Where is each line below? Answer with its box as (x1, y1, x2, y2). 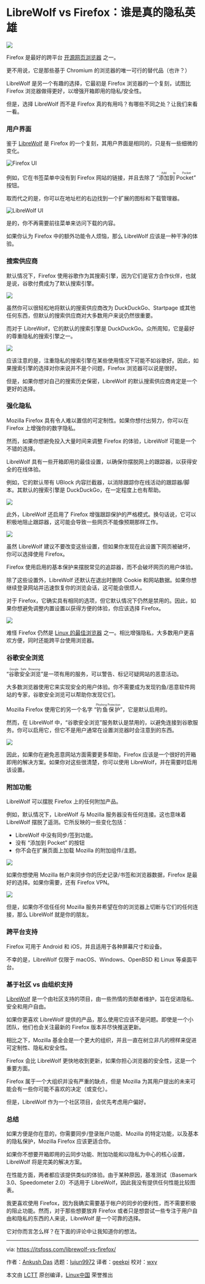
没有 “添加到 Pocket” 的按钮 (15, 839, 85, 847)
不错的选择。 (6, 445, 38, 452)
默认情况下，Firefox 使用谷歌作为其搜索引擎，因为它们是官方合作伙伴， (6, 272, 186, 279)
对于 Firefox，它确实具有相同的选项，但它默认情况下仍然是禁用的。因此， (6, 597, 191, 604)
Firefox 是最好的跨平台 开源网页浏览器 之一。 (6, 53, 120, 61)
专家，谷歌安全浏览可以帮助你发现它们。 (16, 691, 119, 698)
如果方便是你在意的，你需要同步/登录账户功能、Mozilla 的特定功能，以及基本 (6, 1130, 199, 1137)
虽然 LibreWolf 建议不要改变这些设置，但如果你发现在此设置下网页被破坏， (6, 542, 194, 550)
